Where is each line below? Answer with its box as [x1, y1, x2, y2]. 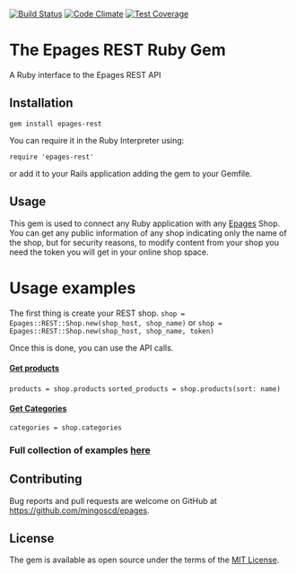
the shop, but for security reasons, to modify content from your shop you [9, 237, 280, 248]
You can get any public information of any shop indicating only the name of [9, 227, 287, 238]
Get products [9, 363, 60, 374]
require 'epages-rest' [9, 152, 94, 161]
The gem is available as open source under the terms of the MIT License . [9, 554, 280, 565]
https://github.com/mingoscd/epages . [9, 505, 150, 516]
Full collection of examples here [9, 444, 151, 457]
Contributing [9, 472, 83, 487]
